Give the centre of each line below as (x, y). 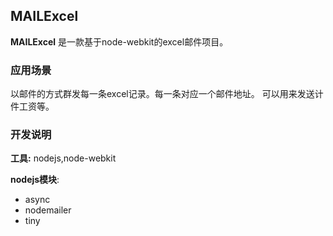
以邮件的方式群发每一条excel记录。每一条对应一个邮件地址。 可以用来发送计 (167, 94)
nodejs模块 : (35, 180)
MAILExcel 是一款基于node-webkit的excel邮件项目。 (119, 41)
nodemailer (48, 210)
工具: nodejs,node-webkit (63, 158)
